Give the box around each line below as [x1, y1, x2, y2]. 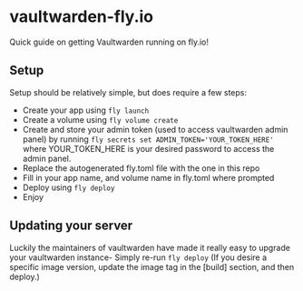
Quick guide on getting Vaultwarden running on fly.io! [9, 36, 210, 47]
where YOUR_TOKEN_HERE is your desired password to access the [22, 143, 275, 154]
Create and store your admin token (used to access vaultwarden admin [22, 124, 288, 135]
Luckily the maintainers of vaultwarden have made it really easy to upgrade [9, 242, 290, 253]
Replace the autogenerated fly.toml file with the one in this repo [22, 162, 260, 174]
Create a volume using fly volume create [22, 114, 179, 125]
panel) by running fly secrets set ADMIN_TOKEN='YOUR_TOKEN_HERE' [22, 134, 274, 145]
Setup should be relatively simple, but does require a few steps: [9, 86, 248, 97]
